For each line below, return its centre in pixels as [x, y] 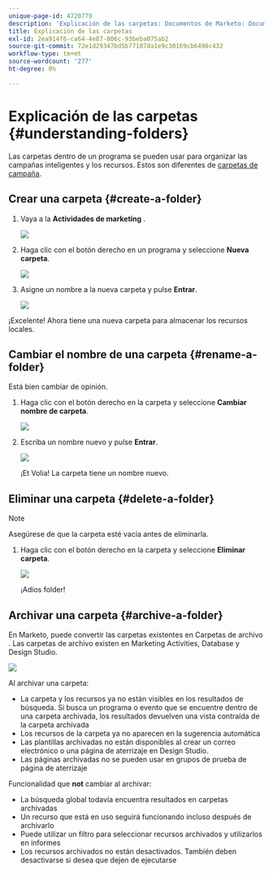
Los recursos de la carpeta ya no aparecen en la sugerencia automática [140, 733]
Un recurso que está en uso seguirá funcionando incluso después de [136, 816]
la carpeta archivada [54, 724]
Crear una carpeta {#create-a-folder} [105, 199]
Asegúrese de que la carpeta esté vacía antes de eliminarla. [108, 535]
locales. [22, 329]
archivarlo [37, 825]
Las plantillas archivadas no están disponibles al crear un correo [128, 742]
